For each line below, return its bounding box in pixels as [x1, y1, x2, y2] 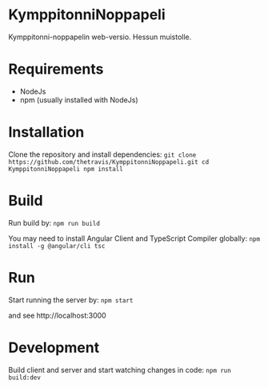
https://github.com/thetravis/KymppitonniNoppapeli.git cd [8, 158, 210, 166]
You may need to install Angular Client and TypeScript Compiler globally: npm [8, 234, 261, 243]
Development [8, 338, 100, 357]
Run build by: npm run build [8, 218, 100, 227]
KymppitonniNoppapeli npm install [8, 165, 124, 173]
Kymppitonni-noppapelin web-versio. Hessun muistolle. [8, 32, 192, 42]
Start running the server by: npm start [8, 294, 134, 305]
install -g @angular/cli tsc [8, 242, 106, 250]
